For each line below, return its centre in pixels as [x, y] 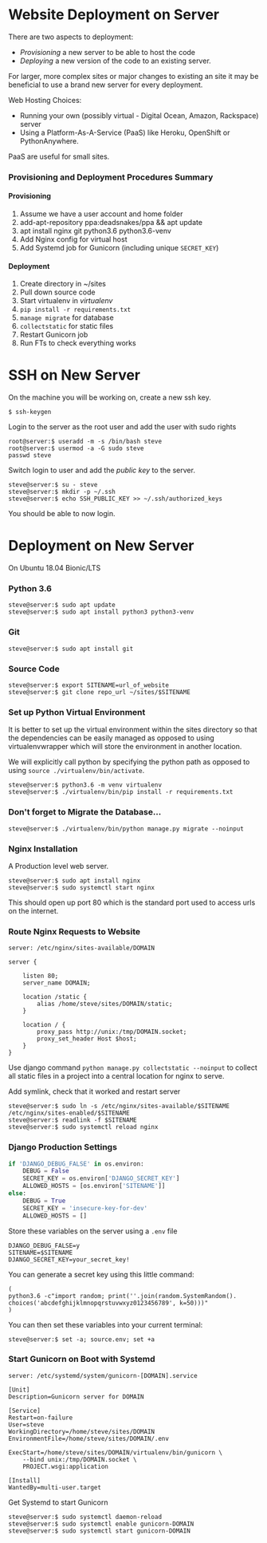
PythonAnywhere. [49, 140]
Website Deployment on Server [114, 15]
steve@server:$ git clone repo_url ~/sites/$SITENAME [100, 693]
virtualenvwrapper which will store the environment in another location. [125, 747]
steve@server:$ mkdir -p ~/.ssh [62, 492]
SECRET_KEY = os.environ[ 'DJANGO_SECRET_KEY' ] [101, 1178]
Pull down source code [57, 292]
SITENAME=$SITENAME [41, 1253]
